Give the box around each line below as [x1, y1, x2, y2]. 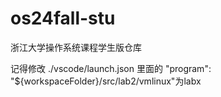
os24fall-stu [10, 7, 116, 30]
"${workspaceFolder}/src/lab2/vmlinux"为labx [10, 75, 202, 87]
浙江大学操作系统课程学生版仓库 [10, 41, 142, 53]
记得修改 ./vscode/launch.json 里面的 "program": [10, 62, 212, 74]
